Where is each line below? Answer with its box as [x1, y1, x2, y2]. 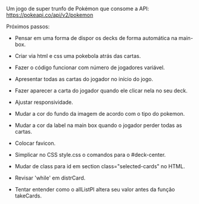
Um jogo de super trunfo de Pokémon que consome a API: [6, 5, 150, 12]
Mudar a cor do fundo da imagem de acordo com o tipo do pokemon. [14, 110, 185, 117]
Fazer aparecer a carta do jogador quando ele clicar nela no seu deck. [14, 87, 188, 94]
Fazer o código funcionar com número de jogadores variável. [14, 64, 165, 71]
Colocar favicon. [14, 140, 55, 147]
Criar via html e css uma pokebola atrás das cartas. [14, 52, 141, 59]
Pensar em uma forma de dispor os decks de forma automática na [14, 35, 178, 41]
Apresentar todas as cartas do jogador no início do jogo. [14, 76, 154, 82]
